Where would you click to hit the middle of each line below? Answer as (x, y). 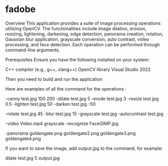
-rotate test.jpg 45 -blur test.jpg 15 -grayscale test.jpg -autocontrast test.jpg (84, 114)
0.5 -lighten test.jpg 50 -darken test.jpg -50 (50, 104)
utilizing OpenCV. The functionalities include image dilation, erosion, (76, 28)
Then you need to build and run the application (54, 79)
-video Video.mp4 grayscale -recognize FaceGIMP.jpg (62, 123)
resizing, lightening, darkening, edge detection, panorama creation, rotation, (84, 34)
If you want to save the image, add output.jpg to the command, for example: (84, 148)
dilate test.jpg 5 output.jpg (33, 158)
